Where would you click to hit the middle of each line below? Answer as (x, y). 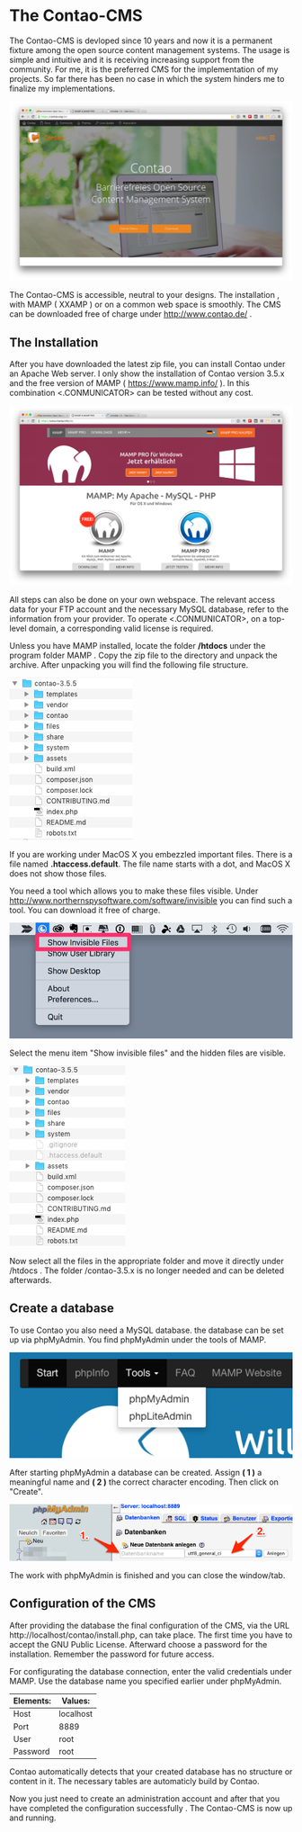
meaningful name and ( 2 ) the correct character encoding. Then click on (144, 1482)
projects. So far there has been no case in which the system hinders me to (147, 78)
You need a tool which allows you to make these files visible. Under (134, 891)
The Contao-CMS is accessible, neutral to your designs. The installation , (145, 295)
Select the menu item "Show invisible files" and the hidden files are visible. (147, 1053)
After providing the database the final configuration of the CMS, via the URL (150, 1625)
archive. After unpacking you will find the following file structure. (129, 665)
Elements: (32, 1701)
